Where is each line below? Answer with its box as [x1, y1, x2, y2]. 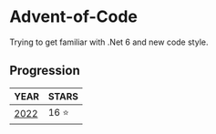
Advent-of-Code [9, 6, 139, 27]
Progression [9, 63, 80, 78]
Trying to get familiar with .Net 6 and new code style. [9, 36, 209, 47]
